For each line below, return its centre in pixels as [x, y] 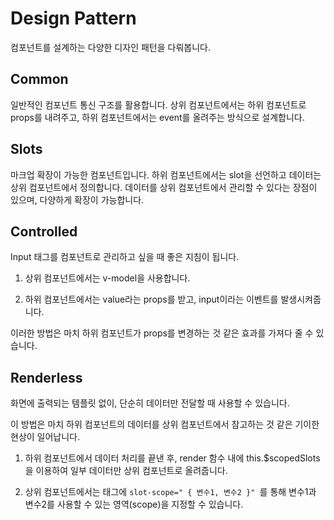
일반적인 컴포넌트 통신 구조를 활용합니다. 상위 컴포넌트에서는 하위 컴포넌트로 [158, 104]
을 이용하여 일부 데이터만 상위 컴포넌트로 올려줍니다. [126, 471]
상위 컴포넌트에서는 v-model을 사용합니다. [107, 278]
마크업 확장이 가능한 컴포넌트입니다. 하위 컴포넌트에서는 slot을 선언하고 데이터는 [166, 174]
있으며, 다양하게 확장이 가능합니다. [77, 199]
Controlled [44, 231]
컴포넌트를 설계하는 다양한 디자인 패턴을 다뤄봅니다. [110, 47]
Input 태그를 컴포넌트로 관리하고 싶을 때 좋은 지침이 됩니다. [125, 257]
